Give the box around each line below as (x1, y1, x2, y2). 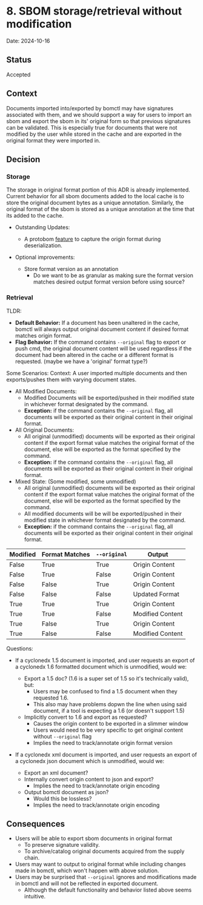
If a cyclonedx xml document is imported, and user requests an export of (15, 750, 197, 758)
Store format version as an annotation (24, 265, 119, 273)
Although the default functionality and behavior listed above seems (24, 886, 192, 893)
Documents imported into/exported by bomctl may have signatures (6, 104, 174, 112)
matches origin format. (15, 332, 72, 339)
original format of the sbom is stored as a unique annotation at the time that (6, 205, 195, 213)
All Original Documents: (15, 426, 75, 433)
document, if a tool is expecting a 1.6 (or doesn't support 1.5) (33, 707, 185, 714)
